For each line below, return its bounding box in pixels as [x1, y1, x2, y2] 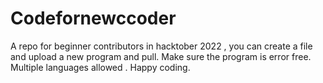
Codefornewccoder [10, 7, 177, 30]
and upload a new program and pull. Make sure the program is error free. [10, 50, 312, 62]
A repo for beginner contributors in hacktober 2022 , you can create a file [10, 40, 313, 52]
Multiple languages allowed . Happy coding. [10, 61, 191, 73]
